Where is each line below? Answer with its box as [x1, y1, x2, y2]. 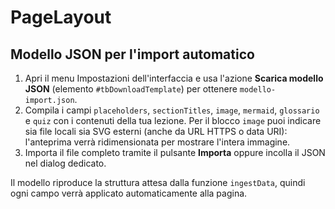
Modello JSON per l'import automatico [10, 46, 255, 63]
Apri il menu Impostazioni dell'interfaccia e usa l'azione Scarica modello [24, 72, 324, 84]
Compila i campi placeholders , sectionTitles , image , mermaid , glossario [24, 104, 320, 116]
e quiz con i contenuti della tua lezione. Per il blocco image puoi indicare [24, 115, 322, 126]
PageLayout [10, 6, 112, 29]
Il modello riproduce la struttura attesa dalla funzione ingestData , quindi [10, 177, 306, 188]
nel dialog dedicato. [24, 157, 107, 169]
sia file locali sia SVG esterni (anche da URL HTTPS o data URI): [24, 126, 288, 137]
